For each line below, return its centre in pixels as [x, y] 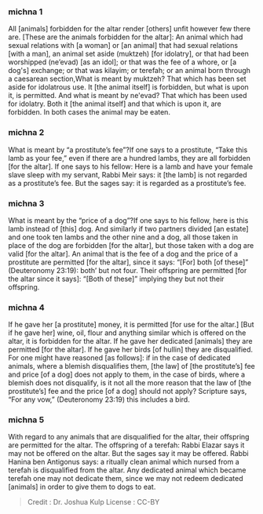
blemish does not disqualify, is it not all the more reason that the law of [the [130, 383]
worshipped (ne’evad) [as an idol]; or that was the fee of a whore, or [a [122, 62]
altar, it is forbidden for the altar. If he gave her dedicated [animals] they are [130, 341]
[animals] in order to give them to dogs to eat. [82, 487]
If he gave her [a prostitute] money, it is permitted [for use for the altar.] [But [131, 325]
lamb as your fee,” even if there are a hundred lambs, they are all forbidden [130, 158]
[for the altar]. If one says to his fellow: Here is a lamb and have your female [131, 166]
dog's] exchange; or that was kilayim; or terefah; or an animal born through [130, 71]
